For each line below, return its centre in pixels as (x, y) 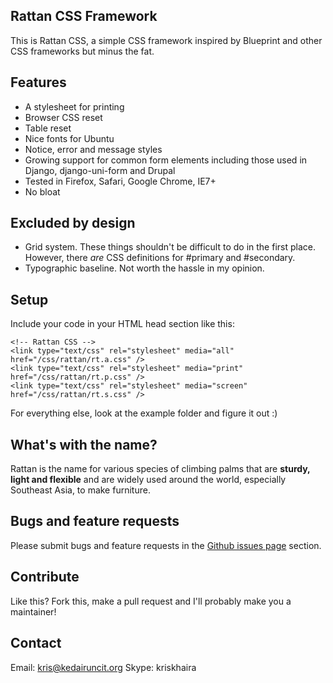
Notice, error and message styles (93, 149)
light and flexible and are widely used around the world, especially (148, 480)
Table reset (48, 128)
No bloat (42, 191)
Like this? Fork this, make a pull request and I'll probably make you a (151, 601)
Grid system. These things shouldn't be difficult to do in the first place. (170, 247)
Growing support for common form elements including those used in (166, 160)
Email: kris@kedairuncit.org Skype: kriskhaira (103, 667)
